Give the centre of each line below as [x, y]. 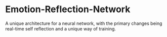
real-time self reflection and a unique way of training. [61, 28]
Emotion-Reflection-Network [68, 9]
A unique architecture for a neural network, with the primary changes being [84, 23]
